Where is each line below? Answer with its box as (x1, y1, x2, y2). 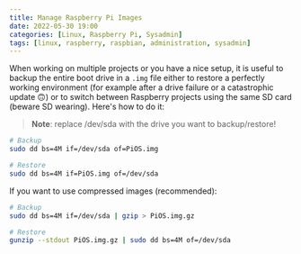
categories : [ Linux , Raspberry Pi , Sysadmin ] (9, 30, 182, 39)
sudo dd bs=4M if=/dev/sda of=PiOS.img (9, 145, 159, 154)
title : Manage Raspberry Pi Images (9, 13, 143, 23)
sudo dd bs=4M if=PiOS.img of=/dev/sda (9, 168, 159, 178)
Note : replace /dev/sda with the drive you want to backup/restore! (31, 119, 277, 130)
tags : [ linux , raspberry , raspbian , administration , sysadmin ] (9, 38, 252, 48)
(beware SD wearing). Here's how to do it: (9, 101, 164, 113)
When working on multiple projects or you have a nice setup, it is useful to (9, 63, 284, 74)
